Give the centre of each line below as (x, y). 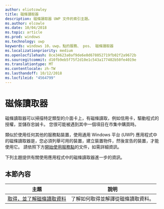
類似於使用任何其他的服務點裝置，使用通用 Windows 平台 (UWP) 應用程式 (79, 135)
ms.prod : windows (23, 37)
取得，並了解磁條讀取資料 (37, 199)
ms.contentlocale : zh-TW (30, 69)
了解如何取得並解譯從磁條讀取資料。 (113, 199)
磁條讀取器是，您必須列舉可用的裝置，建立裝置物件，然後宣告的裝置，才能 (84, 140)
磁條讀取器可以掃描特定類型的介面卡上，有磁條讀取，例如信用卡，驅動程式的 (82, 118)
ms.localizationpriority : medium (39, 50)
